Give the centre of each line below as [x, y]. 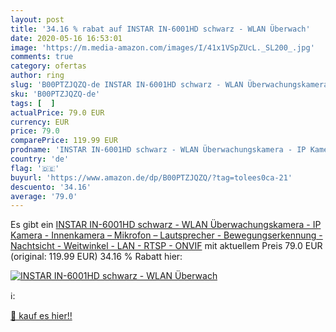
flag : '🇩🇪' [35, 168]
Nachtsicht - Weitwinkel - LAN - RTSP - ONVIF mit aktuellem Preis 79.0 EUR [166, 246]
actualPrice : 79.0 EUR [57, 112]
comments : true [42, 57]
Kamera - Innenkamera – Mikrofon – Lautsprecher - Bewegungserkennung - [166, 235]
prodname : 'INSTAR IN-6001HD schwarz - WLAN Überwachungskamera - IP [158, 150]
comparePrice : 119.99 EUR [64, 141]
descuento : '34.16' [51, 187]
